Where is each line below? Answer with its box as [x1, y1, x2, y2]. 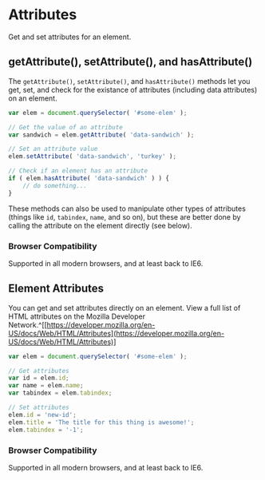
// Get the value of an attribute [8, 123, 124, 131]
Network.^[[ [8, 319, 48, 329]
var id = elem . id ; [8, 374, 69, 383]
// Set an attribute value [8, 145, 98, 153]
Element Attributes [8, 282, 105, 296]
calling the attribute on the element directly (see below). [8, 220, 193, 230]
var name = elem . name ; [8, 382, 84, 390]
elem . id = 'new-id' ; [8, 411, 77, 419]
